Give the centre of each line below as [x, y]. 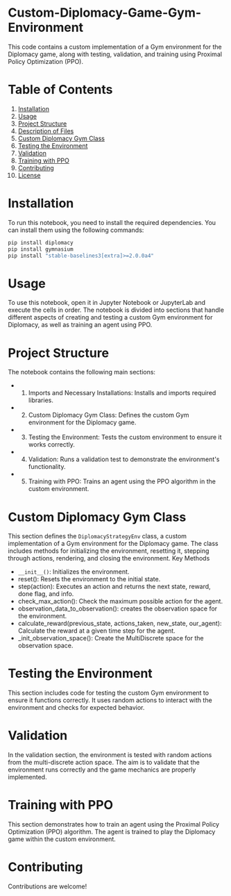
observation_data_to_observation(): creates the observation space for [118, 608]
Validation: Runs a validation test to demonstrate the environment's [124, 459]
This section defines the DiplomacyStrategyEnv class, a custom [97, 536]
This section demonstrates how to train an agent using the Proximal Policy [114, 824]
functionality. [47, 467]
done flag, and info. [46, 594]
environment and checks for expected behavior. [76, 708]
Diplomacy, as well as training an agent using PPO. [80, 325]
